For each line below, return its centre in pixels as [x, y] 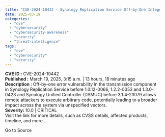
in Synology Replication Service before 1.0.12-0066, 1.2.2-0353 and [73, 89]
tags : [11, 46]
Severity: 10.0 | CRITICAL [31, 110]
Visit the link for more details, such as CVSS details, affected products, [77, 115]
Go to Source [18, 130]
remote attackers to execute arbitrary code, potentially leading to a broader [81, 100]
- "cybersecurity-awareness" [39, 32]
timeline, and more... [26, 121]
